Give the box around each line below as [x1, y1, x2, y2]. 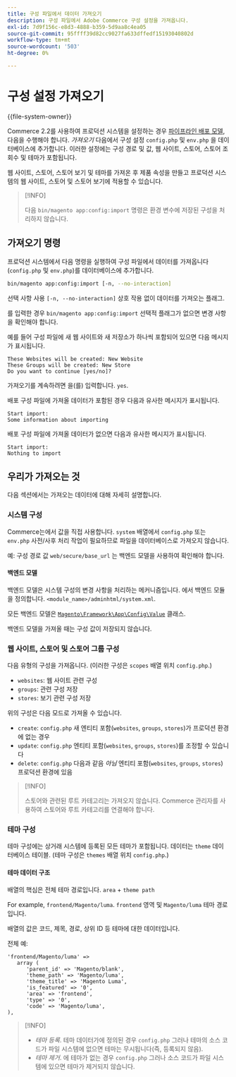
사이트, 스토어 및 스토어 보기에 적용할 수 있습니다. [27, 177, 163, 185]
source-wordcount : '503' [7, 43, 80, 50]
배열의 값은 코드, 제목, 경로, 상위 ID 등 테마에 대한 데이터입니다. [7, 924, 180, 932]
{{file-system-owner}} [7, 112, 72, 121]
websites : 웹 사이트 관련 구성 [17, 676, 97, 685]
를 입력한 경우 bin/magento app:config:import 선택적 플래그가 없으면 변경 [7, 308, 213, 317]
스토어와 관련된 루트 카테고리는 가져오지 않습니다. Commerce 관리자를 [24, 796, 218, 805]
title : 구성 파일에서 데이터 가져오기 [7, 10, 102, 18]
